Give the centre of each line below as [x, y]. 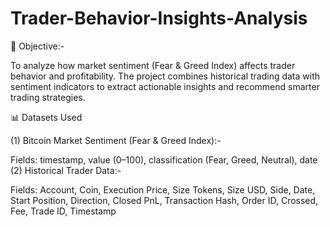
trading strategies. [48, 97]
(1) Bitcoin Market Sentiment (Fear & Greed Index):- [116, 140]
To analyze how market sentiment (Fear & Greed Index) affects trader [153, 65]
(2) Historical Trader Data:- [66, 170]
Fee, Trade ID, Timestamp [63, 211]
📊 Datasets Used [46, 117]
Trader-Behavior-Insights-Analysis [159, 18]
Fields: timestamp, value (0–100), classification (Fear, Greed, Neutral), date [164, 159]
